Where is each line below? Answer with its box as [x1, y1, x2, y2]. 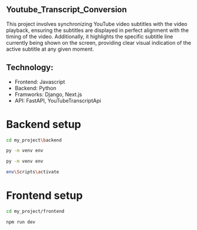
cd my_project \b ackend [6, 137, 62, 143]
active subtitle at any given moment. [6, 45, 94, 52]
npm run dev [6, 219, 35, 225]
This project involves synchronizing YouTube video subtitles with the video [6, 20, 188, 27]
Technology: [6, 63, 54, 73]
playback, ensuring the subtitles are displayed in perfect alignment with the [6, 27, 189, 34]
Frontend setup [6, 189, 83, 202]
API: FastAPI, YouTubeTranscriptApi [14, 97, 101, 104]
